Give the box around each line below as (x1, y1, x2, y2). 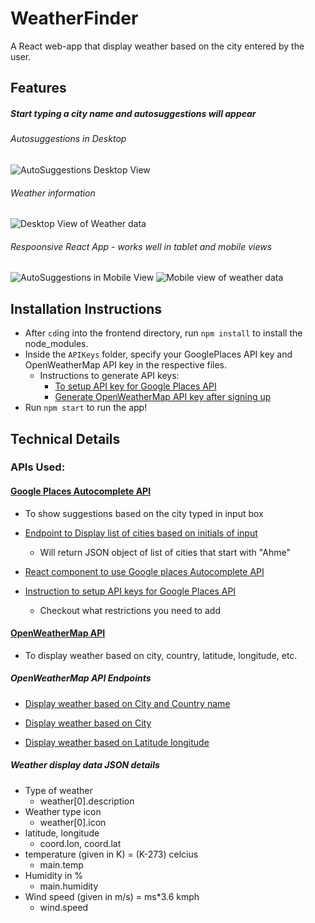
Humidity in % (24, 869, 84, 881)
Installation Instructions (10, 300, 163, 317)
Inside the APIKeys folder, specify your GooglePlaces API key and (24, 348, 293, 361)
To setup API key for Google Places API (54, 380, 217, 392)
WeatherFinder (10, 7, 139, 30)
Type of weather (24, 784, 93, 796)
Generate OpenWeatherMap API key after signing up (54, 391, 272, 403)
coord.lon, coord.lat (39, 837, 122, 849)
